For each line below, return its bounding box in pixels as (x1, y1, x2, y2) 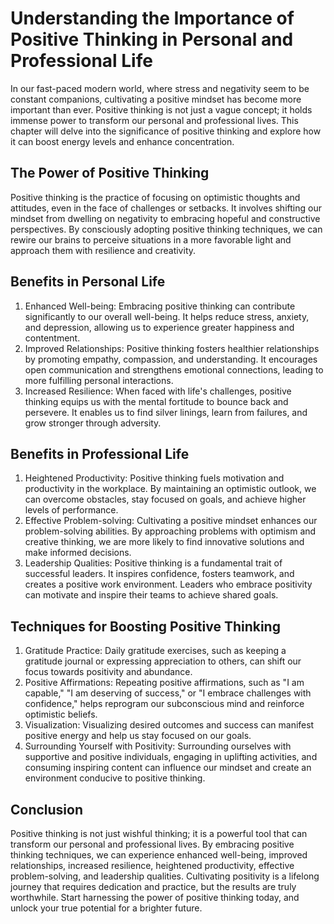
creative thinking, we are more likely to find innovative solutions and (24, 536, 305, 548)
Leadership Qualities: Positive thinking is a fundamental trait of (24, 557, 283, 569)
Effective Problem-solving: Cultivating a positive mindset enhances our (24, 515, 318, 527)
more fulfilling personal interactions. (24, 374, 174, 386)
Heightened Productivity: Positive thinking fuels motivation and (24, 472, 285, 484)
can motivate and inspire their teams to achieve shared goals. (24, 589, 279, 601)
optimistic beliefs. (24, 708, 98, 721)
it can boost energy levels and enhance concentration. (10, 135, 235, 147)
